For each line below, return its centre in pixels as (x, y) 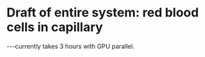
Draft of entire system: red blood (103, 13)
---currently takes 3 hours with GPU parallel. (71, 46)
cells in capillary (55, 27)
